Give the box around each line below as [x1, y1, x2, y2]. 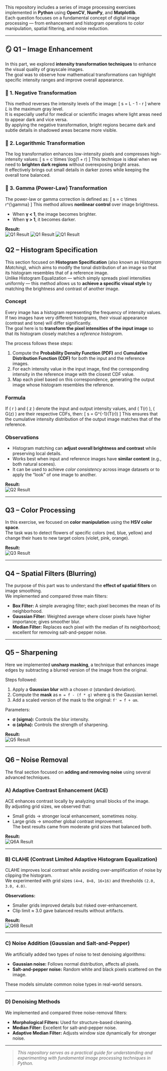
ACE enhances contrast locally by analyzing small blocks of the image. [5, 798, 150, 804]
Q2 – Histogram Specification [5, 246, 98, 254]
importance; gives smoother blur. [12, 619, 81, 625]
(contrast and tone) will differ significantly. [5, 320, 92, 326]
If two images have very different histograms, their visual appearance [5, 315, 148, 321]
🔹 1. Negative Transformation [5, 89, 77, 96]
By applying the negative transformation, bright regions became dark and [5, 122, 156, 128]
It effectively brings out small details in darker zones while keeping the [5, 167, 150, 173]
